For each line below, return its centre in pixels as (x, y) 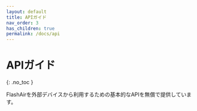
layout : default (26, 12)
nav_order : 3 (22, 23)
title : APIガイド (26, 17)
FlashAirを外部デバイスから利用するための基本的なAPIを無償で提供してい (96, 95)
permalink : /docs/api (33, 34)
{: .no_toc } (20, 82)
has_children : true (31, 28)
